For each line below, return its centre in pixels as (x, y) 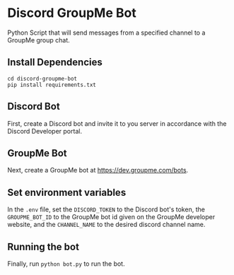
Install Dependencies (55, 63)
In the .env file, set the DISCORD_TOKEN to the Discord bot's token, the (106, 209)
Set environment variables (67, 192)
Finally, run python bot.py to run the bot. (66, 264)
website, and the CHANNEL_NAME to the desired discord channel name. (106, 225)
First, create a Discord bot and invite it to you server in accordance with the (117, 123)
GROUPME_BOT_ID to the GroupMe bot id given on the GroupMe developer (111, 217)
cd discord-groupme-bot (42, 78)
